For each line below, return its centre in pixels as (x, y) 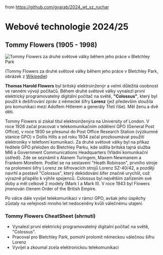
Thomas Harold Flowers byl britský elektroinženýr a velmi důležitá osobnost (81, 86)
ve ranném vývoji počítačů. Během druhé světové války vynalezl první (75, 91)
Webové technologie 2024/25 (67, 27)
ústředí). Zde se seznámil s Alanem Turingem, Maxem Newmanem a (73, 158)
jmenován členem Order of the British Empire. (51, 189)
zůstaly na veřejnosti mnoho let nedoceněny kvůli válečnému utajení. (74, 203)
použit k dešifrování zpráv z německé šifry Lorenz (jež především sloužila (79, 101)
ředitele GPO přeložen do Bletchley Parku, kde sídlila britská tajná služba (78, 147)
